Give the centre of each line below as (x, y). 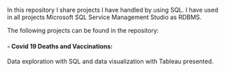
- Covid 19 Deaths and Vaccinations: (60, 46)
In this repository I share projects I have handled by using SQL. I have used (113, 10)
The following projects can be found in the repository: (83, 31)
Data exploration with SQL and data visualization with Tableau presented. (110, 62)
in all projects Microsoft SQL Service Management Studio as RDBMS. (105, 17)
